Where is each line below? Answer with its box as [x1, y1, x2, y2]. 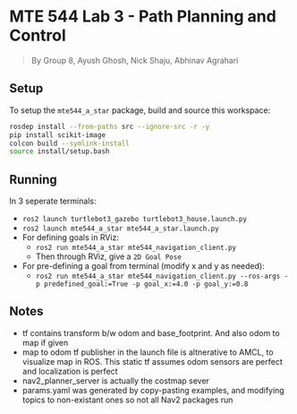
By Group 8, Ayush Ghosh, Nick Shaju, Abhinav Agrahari [30, 55, 239, 65]
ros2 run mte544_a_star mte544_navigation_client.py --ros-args [35, 272, 281, 281]
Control [9, 25, 67, 46]
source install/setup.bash [9, 147, 110, 156]
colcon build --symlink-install [9, 139, 130, 148]
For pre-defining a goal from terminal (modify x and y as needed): [21, 261, 266, 272]
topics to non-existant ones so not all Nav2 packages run [21, 394, 233, 405]
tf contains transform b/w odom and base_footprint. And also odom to [21, 327, 280, 338]
